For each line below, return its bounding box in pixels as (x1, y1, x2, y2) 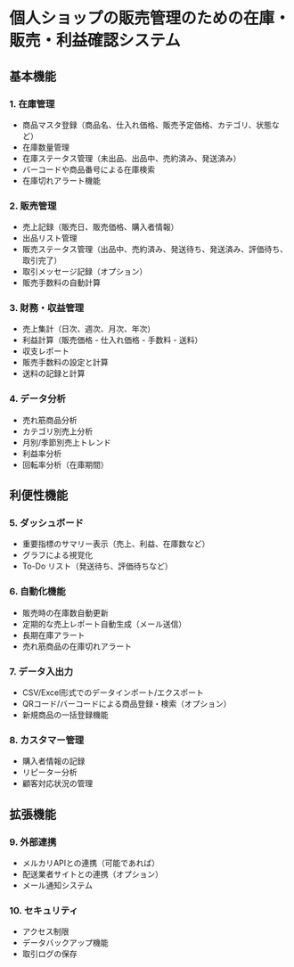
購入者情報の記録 (21, 756, 86, 766)
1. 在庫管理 (9, 97, 55, 110)
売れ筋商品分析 (21, 414, 78, 425)
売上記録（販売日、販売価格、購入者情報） (21, 222, 179, 233)
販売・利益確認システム (9, 30, 181, 51)
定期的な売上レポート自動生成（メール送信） (21, 619, 187, 629)
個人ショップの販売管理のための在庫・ (9, 8, 291, 29)
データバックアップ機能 (21, 938, 109, 948)
